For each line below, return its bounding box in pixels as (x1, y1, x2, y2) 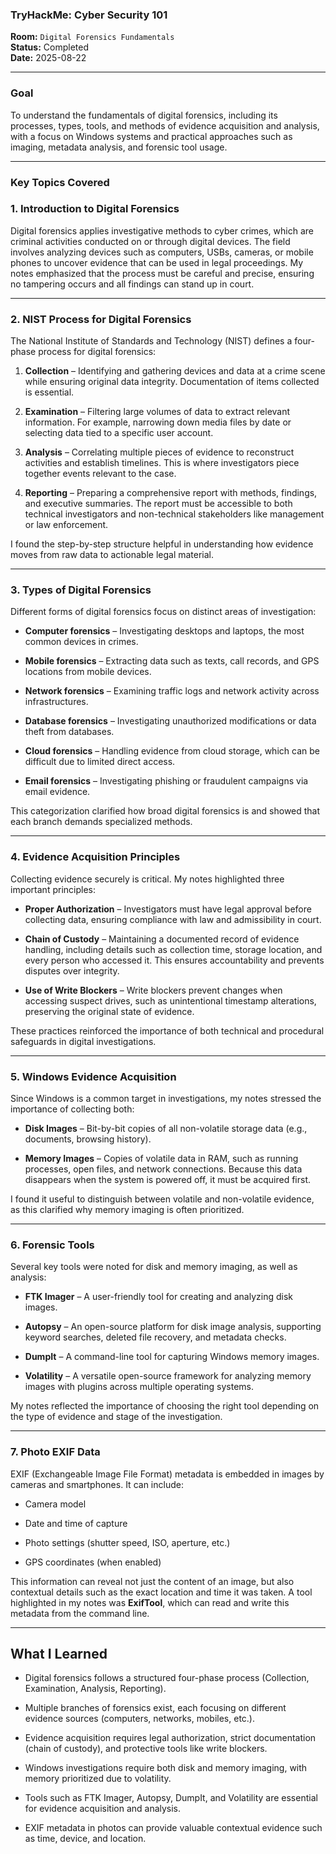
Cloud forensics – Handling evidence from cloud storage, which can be (24, 745, 320, 757)
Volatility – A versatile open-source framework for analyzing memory (24, 1370, 312, 1382)
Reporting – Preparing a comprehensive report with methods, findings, (24, 487, 318, 499)
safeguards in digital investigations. (10, 1035, 157, 1047)
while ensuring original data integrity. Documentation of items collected (24, 376, 320, 388)
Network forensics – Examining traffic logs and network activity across (24, 685, 320, 697)
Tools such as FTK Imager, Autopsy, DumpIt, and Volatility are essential (24, 1792, 318, 1804)
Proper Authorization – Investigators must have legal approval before (24, 903, 312, 915)
